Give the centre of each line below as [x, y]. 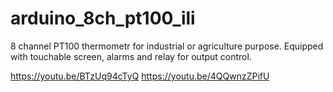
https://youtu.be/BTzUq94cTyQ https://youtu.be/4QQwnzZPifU [140, 76]
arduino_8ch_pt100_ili [103, 18]
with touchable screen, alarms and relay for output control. [131, 56]
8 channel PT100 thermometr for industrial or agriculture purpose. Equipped [167, 46]
